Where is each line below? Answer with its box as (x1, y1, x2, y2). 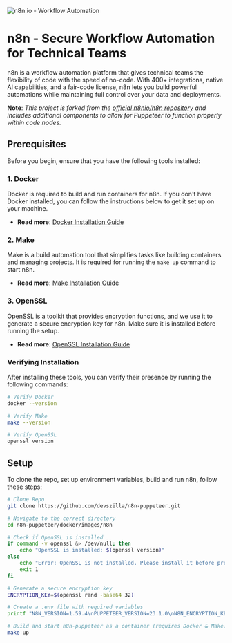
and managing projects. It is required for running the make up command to (7, 258, 216, 266)
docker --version (7, 400, 57, 407)
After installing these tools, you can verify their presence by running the (7, 373, 211, 381)
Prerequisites (7, 138, 66, 150)
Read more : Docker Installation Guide (17, 218, 124, 226)
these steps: (7, 483, 43, 491)
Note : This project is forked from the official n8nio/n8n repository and (7, 104, 206, 112)
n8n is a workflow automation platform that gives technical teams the (7, 68, 204, 76)
